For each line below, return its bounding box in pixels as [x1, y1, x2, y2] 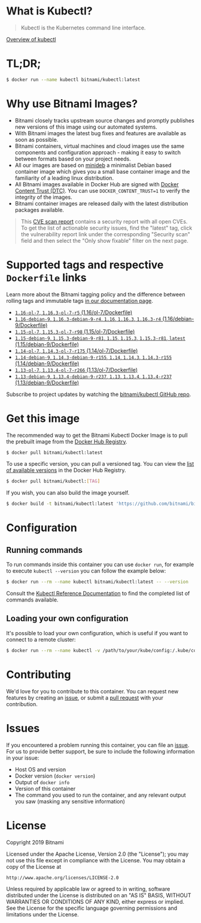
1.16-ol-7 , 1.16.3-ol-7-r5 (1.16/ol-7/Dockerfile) [14, 308, 133, 316]
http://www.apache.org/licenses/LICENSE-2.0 [6, 874, 119, 881]
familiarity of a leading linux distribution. [14, 174, 114, 181]
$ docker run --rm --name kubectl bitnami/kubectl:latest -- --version [6, 579, 188, 585]
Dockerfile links [6, 270, 87, 284]
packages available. [14, 206, 65, 213]
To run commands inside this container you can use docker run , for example [6, 561, 194, 568]
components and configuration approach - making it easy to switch [14, 148, 181, 156]
